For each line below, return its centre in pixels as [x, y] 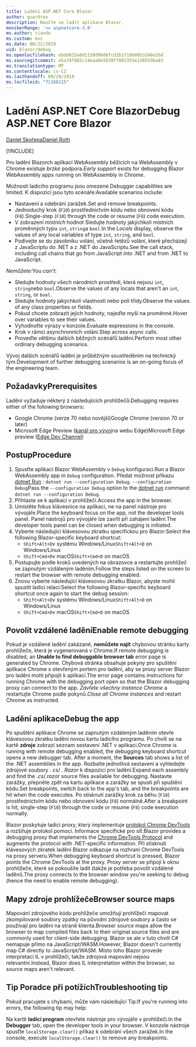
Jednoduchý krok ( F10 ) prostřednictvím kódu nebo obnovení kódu [94, 210]
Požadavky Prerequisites [52, 386]
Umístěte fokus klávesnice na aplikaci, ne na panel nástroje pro [90, 506]
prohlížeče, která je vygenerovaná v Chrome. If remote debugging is [87, 651]
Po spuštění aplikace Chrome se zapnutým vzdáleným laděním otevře [90, 733]
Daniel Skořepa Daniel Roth [38, 139]
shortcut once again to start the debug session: [72, 593]
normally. [17, 814]
